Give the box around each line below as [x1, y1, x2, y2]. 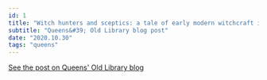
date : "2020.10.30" [8, 33, 73, 42]
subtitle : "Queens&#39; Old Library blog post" [8, 26, 169, 34]
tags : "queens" [8, 41, 59, 49]
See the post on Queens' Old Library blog [8, 63, 145, 72]
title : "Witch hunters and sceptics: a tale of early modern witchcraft [8, 19, 254, 27]
